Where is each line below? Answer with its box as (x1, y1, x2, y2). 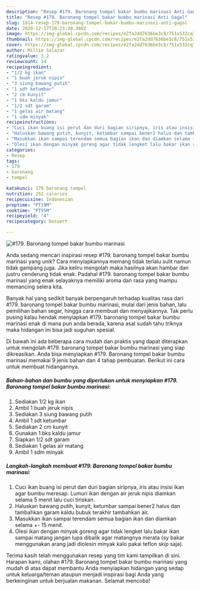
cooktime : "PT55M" (6, 208, 52, 214)
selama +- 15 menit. (14, 521, 64, 528)
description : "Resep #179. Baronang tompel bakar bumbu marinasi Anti (6, 8, 185, 15)
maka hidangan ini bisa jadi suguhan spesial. (6, 327, 116, 333)
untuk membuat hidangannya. (6, 363, 79, 370)
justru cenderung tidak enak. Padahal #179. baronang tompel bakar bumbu (6, 271, 189, 277)
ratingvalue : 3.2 (6, 53, 49, 59)
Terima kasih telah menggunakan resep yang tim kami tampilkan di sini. (6, 551, 181, 559)
